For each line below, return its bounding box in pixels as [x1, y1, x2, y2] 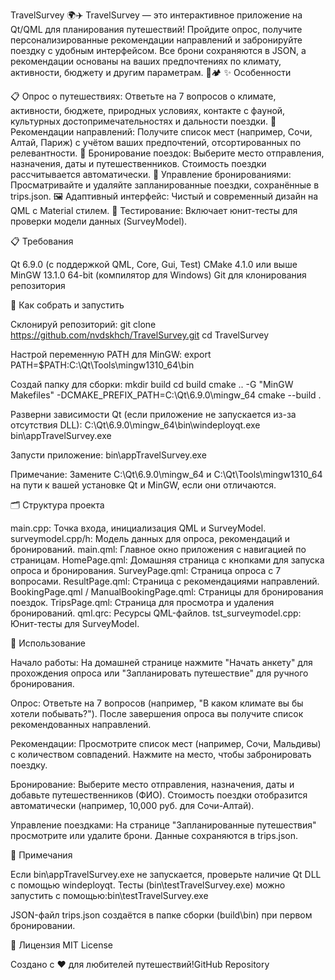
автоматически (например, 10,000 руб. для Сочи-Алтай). [10, 800, 255, 811]
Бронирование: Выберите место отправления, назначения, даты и [10, 779, 295, 790]
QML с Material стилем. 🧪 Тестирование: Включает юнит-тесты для [10, 205, 298, 216]
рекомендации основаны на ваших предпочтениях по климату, [10, 55, 282, 67]
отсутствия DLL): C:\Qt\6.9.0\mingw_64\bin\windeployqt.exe [10, 419, 261, 431]
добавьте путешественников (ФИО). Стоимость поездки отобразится [10, 789, 308, 801]
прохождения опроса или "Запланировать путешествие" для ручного [10, 667, 309, 679]
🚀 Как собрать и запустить [10, 299, 125, 311]
